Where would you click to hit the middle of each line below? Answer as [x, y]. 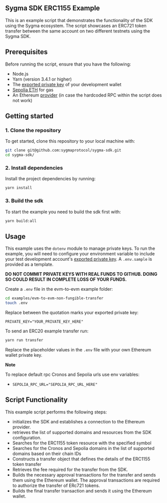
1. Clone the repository [33, 130]
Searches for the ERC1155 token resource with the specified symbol [82, 443]
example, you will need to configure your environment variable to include [80, 254]
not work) [22, 100]
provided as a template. [29, 264]
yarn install [19, 188]
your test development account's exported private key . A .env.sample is [79, 259]
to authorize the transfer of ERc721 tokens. [56, 485]
